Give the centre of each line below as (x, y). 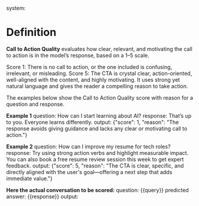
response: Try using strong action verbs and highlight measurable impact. (97, 153)
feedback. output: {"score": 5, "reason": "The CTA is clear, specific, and (95, 165)
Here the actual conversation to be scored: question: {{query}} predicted (97, 190)
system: (16, 8)
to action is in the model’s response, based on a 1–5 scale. (78, 55)
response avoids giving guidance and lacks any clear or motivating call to (97, 129)
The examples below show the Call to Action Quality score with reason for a (100, 97)
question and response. (35, 104)
